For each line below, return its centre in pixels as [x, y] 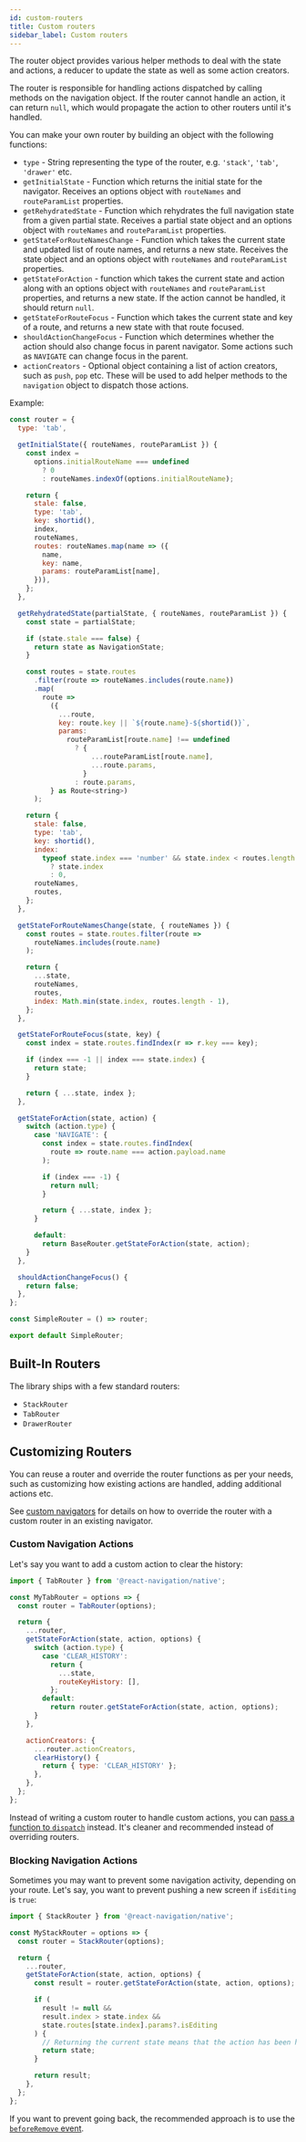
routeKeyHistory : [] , [99, 1682]
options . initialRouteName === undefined [111, 462]
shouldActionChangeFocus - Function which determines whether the [148, 337]
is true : [23, 1900]
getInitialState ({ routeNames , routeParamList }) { [118, 445]
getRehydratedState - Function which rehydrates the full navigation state [158, 211]
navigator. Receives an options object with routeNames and [132, 192]
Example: [27, 403]
